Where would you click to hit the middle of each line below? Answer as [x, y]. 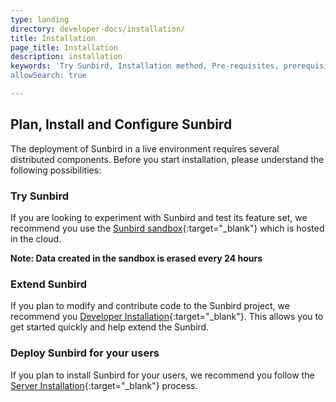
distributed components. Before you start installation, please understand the [167, 159]
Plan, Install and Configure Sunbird [121, 124]
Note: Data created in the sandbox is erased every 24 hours [136, 258]
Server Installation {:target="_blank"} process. [104, 385]
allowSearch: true [48, 76]
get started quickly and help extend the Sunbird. [110, 327]
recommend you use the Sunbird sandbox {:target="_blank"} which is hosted [167, 228]
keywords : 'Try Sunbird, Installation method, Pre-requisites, [145, 66]
